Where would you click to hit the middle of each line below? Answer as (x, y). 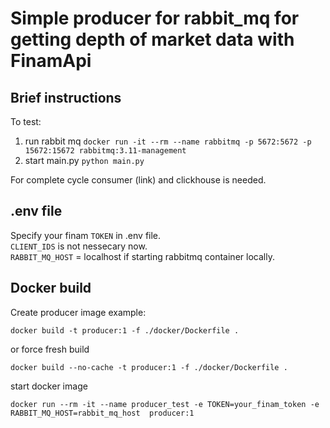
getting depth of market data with (152, 39)
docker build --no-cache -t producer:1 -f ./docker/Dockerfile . (149, 367)
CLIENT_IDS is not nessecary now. (79, 246)
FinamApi (51, 61)
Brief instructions (66, 97)
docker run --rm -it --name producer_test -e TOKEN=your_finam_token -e (165, 404)
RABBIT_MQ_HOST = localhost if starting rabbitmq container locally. (142, 256)
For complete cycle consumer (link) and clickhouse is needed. (138, 180)
